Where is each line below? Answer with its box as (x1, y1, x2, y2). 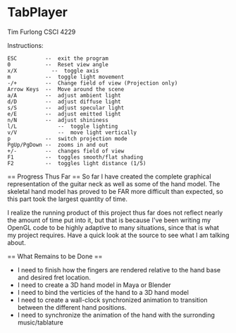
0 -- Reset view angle (7, 61, 109, 68)
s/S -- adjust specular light (7, 104, 125, 111)
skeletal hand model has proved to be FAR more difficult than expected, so (7, 187, 223, 195)
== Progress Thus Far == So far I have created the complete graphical (7, 172, 211, 181)
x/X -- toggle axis (7, 67, 99, 74)
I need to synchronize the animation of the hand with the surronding (17, 310, 215, 319)
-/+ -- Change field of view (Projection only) (7, 79, 178, 87)
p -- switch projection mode (7, 135, 128, 142)
